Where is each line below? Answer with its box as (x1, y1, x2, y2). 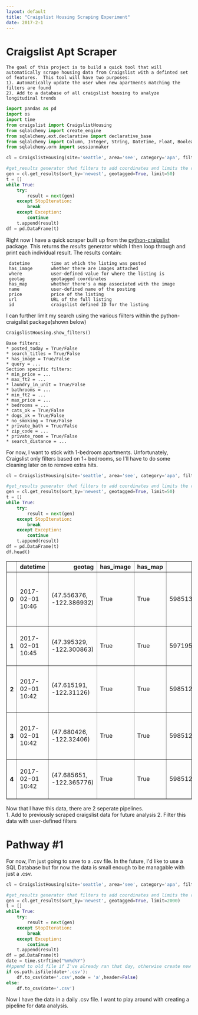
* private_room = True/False (6, 433, 78, 439)
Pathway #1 (6, 838, 64, 851)
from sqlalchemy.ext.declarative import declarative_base (6, 133, 151, 139)
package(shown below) (29, 318, 87, 325)
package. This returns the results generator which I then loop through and (6, 242, 186, 249)
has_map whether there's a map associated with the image (8, 281, 176, 287)
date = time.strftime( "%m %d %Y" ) (6, 958, 85, 964)
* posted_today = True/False (6, 346, 78, 352)
